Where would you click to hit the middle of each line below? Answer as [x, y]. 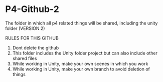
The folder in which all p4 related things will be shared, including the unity [81, 23]
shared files [25, 58]
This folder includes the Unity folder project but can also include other [85, 53]
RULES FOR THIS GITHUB [32, 38]
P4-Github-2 [32, 9]
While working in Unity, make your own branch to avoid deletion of [81, 69]
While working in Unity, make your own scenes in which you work [80, 63]
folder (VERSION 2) [25, 28]
